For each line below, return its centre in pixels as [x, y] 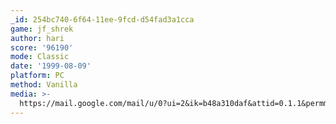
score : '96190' [42, 47]
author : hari [37, 38]
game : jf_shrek [42, 29]
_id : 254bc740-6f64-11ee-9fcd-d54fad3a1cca [102, 19]
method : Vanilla [44, 85]
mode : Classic [40, 57]
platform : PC [37, 76]
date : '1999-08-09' [51, 66]
